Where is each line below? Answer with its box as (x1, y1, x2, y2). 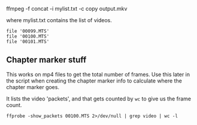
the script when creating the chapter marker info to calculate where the (6, 77, 183, 84)
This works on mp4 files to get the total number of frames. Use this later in (6, 71, 190, 78)
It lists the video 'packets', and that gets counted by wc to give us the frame (6, 95, 192, 102)
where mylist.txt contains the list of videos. (6, 17, 112, 23)
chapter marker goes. (6, 83, 60, 90)
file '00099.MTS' (6, 28, 50, 34)
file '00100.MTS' (6, 33, 50, 39)
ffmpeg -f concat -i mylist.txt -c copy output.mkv (6, 5, 128, 12)
